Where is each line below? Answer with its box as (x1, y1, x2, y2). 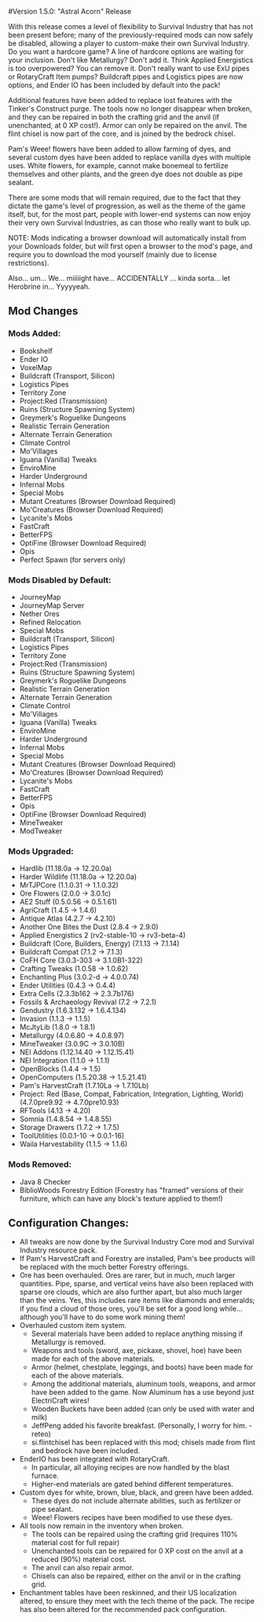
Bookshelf (19, 346, 53, 355)
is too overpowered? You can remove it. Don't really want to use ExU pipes (8, 64, 250, 73)
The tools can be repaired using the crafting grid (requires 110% (31, 1529, 238, 1539)
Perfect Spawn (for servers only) (19, 554, 126, 565)
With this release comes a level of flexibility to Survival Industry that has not (8, 22, 254, 31)
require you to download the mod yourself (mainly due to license (8, 250, 218, 259)
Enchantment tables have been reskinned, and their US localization (19, 1588, 237, 1598)
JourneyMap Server (19, 601, 85, 610)
